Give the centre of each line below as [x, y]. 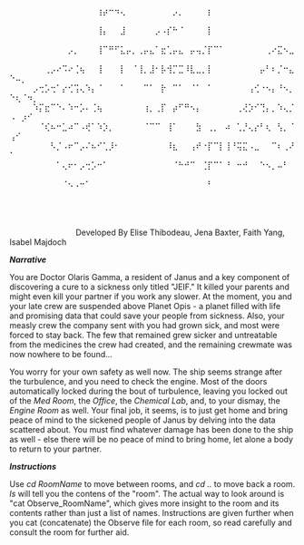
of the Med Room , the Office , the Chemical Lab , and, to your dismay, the [145, 401]
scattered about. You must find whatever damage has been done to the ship [152, 429]
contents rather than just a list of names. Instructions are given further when [152, 513]
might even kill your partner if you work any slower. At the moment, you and [151, 297]
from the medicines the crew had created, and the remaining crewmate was [151, 345]
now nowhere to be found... [61, 354]
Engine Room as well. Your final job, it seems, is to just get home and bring [149, 410]
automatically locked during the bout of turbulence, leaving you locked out [149, 391]
